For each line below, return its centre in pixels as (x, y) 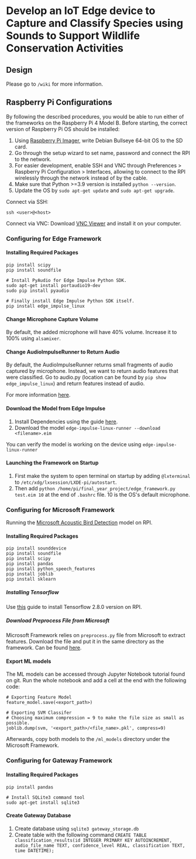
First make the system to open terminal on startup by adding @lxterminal (102, 476)
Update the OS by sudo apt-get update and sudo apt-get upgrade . (94, 190)
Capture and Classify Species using (94, 23)
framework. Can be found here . (44, 648)
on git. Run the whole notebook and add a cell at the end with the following (96, 681)
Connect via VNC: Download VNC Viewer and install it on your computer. (94, 223)
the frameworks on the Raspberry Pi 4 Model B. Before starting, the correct (97, 123)
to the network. (33, 159)
